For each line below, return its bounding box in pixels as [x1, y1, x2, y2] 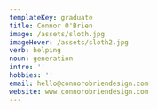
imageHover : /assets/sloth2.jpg [9, 37, 129, 47]
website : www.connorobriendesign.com [9, 87, 149, 96]
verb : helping [9, 46, 62, 55]
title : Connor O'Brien [9, 21, 93, 30]
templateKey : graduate [9, 12, 93, 22]
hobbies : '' [9, 71, 53, 80]
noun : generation [9, 54, 74, 63]
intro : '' [9, 63, 46, 72]
